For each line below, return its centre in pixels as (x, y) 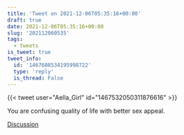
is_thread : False (39, 78)
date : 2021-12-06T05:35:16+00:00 (56, 26)
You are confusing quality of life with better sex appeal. (86, 111)
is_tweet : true (29, 53)
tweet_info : (24, 59)
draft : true (24, 20)
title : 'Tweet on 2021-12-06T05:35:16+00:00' (74, 13)
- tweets (26, 46)
